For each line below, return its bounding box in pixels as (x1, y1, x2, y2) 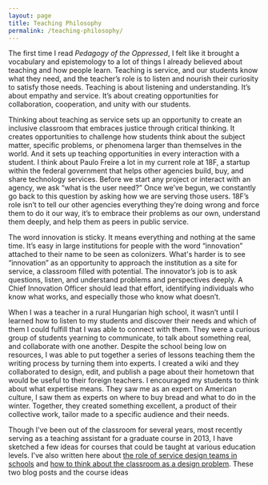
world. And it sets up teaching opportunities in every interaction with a (8, 149, 240, 158)
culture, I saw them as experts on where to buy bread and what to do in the (8, 393, 256, 403)
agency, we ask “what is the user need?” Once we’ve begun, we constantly (8, 183, 256, 193)
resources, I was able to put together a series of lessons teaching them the (8, 350, 255, 360)
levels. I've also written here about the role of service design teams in (8, 451, 238, 460)
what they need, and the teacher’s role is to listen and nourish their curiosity (8, 74, 258, 84)
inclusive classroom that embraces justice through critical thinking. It (8, 123, 235, 133)
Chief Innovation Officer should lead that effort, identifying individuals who (8, 283, 254, 293)
